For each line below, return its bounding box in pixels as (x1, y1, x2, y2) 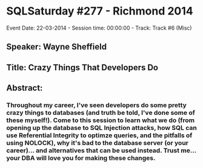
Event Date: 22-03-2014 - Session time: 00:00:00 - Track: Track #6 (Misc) (6, 24, 192, 31)
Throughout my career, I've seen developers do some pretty (6, 101, 187, 109)
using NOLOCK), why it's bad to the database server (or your (6, 139, 189, 147)
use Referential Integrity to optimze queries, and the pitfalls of (6, 131, 193, 140)
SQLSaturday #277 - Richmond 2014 (6, 4, 193, 18)
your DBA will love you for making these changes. (6, 154, 156, 163)
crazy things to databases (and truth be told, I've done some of (6, 109, 195, 117)
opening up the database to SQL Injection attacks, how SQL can (6, 124, 197, 132)
